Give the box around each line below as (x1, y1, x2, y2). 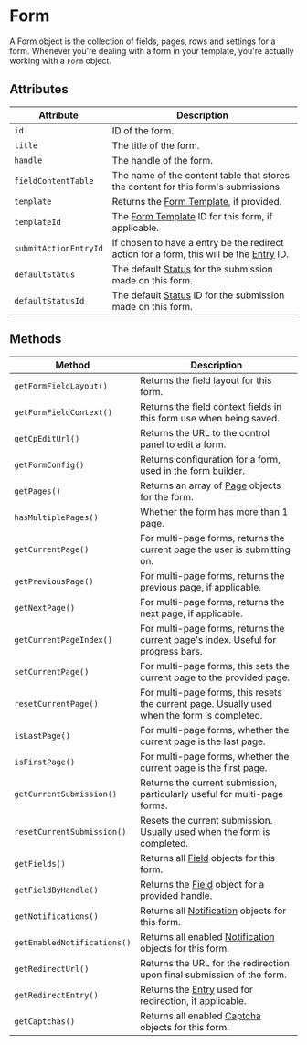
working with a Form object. (9, 55, 112, 66)
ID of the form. (111, 124, 175, 137)
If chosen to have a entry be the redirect (111, 236, 285, 249)
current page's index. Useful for (140, 633, 277, 645)
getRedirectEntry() (14, 989, 99, 1000)
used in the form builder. (140, 464, 245, 476)
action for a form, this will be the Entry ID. (111, 248, 290, 261)
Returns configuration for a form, (140, 453, 281, 465)
